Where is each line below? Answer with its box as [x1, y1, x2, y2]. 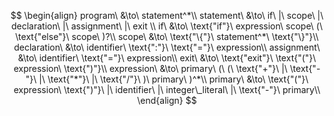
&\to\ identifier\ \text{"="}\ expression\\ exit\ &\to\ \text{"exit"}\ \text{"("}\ [17, 52, 317, 64]
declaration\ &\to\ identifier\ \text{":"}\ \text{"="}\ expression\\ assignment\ [13, 41, 321, 53]
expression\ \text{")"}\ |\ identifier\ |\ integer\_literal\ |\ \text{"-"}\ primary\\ [13, 84, 321, 95]
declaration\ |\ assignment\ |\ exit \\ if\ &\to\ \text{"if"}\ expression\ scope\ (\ [10, 20, 324, 32]
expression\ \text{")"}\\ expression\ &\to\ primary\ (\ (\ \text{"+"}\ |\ [13, 63, 288, 74]
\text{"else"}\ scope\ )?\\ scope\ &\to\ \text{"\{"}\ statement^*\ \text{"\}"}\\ [15, 31, 319, 42]
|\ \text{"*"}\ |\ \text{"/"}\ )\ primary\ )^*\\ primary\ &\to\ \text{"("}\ [38, 73, 309, 85]
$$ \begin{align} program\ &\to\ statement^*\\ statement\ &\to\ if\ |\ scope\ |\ [10, 10, 324, 21]
